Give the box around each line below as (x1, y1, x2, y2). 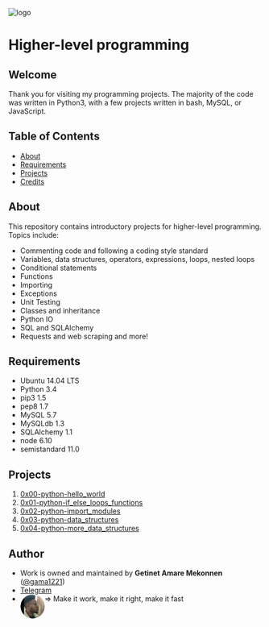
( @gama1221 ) (19, 577, 66, 587)
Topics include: (8, 230, 59, 239)
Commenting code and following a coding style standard (19, 246, 209, 255)
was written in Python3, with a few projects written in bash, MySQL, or (8, 98, 242, 107)
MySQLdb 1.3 (19, 419, 65, 429)
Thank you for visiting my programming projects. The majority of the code (8, 89, 254, 98)
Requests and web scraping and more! (19, 331, 149, 341)
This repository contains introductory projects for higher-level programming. (8, 222, 262, 231)
